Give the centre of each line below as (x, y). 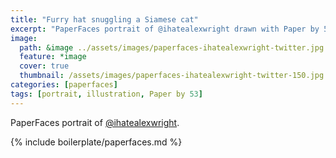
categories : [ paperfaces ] (64, 85)
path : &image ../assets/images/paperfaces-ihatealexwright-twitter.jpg (172, 47)
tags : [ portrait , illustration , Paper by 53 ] (106, 94)
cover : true (44, 66)
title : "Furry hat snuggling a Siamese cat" (104, 19)
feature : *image (53, 57)
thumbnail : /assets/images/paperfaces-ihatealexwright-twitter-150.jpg (172, 76)
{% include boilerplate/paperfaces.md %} (96, 142)
